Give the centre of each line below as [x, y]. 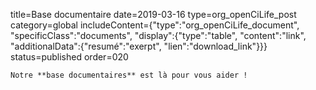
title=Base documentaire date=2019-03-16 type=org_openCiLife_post [153, 14]
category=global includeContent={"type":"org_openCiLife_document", [155, 25]
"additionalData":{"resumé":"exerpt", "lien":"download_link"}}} [139, 46]
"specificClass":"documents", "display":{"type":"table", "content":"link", [158, 35]
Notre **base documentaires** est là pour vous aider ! [129, 75]
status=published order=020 [69, 57]
